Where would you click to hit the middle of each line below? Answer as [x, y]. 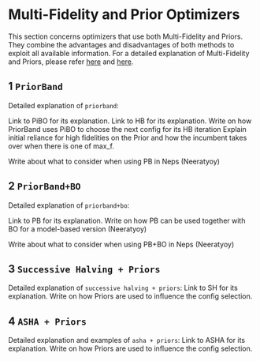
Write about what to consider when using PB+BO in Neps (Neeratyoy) [121, 244]
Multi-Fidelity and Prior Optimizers [124, 15]
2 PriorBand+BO [45, 186]
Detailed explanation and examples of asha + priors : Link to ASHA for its [127, 340]
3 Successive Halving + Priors [84, 269]
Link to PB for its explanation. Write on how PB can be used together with [127, 220]
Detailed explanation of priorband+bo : [69, 205]
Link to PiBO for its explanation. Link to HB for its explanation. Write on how [130, 121]
